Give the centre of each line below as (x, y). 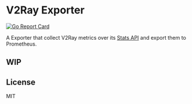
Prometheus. (21, 44)
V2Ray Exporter (45, 10)
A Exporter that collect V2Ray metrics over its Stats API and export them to (96, 37)
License (21, 82)
